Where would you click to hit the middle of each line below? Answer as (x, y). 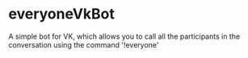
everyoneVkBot (61, 14)
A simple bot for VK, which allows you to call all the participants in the (124, 36)
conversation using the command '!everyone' (84, 44)
